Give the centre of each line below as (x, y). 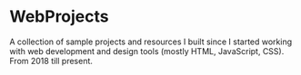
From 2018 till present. (51, 61)
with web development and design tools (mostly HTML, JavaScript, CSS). (147, 51)
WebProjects (59, 17)
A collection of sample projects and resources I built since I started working (151, 42)
